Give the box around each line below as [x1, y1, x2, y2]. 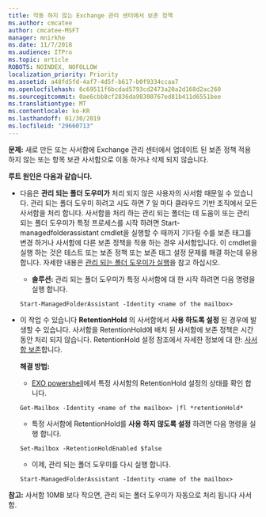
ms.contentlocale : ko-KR [8, 108, 90, 116]
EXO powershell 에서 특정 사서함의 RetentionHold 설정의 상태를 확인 [31, 378, 244, 388]
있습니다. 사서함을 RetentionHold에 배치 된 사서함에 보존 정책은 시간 [43, 325, 254, 334]
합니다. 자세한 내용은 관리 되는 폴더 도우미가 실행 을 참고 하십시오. [19, 257, 220, 267]
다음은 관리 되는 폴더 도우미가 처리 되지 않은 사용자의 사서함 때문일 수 [19, 188, 232, 198]
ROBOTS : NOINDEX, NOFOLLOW [8, 63, 97, 71]
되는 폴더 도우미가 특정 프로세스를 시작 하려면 [19, 218, 160, 227]
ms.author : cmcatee [8, 19, 73, 27]
